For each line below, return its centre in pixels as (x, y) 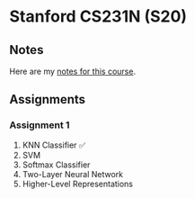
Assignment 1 (40, 125)
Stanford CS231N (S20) (98, 17)
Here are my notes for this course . (73, 71)
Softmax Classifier (56, 165)
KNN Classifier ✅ (54, 145)
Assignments (48, 99)
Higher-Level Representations (77, 184)
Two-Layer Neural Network (73, 174)
